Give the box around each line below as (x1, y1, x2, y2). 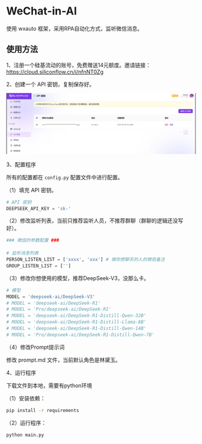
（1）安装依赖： (6, 395, 46, 402)
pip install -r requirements (6, 407, 79, 413)
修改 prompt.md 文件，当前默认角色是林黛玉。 (6, 356, 121, 363)
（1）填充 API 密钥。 (6, 186, 57, 193)
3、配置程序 (6, 161, 36, 168)
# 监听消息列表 (6, 250, 39, 257)
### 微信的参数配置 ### (6, 237, 60, 243)
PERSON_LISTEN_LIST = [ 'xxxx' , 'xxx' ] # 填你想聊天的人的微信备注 (6, 257, 165, 263)
